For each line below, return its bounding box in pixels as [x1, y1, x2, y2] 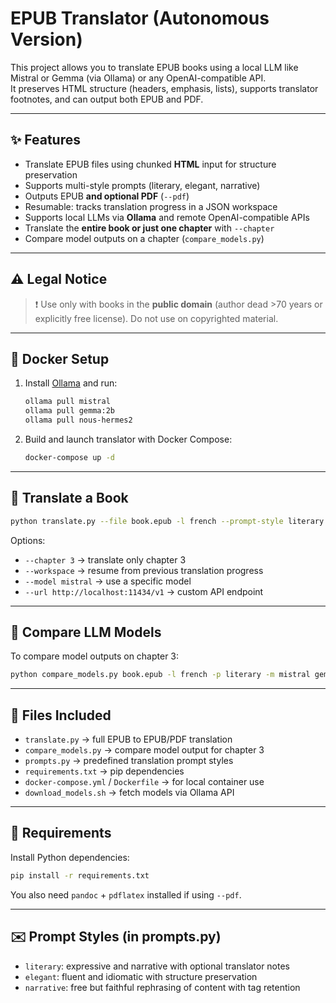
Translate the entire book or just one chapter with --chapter [24, 222, 275, 234]
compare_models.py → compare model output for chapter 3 [24, 744, 265, 756]
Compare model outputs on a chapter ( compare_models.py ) [24, 232, 265, 244]
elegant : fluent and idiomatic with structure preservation [24, 970, 258, 982]
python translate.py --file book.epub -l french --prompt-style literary [10, 516, 325, 526]
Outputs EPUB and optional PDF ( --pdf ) [24, 190, 190, 202]
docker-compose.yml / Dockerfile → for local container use [24, 776, 265, 788]
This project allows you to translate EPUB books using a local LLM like [10, 61, 299, 73]
